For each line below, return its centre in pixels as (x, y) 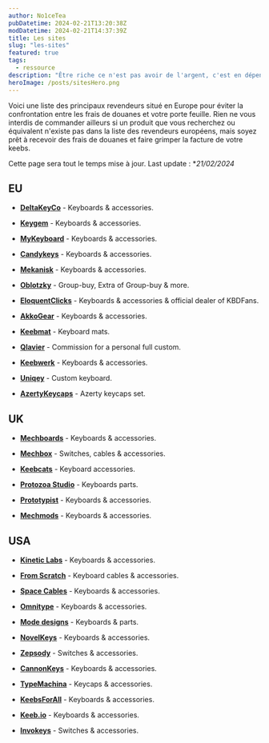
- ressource (36, 68)
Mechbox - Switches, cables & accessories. (92, 453)
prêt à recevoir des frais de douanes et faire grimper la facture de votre (126, 139)
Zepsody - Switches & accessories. (79, 653)
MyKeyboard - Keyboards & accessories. (88, 239)
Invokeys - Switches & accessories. (79, 730)
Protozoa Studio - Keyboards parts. (79, 485)
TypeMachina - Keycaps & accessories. (86, 684)
